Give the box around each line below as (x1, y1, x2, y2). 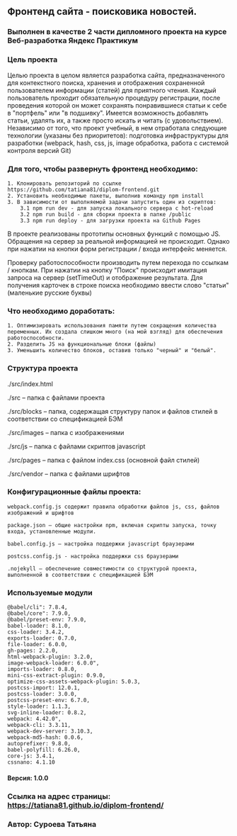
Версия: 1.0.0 (7, 774, 49, 782)
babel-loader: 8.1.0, (7, 623, 71, 630)
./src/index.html (7, 379, 53, 388)
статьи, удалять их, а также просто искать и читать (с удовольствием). (7, 116, 224, 125)
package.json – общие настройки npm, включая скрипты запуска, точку (7, 521, 217, 529)
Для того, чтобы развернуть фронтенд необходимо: (7, 164, 198, 174)
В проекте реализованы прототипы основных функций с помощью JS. (7, 230, 221, 238)
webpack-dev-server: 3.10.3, (7, 728, 93, 735)
